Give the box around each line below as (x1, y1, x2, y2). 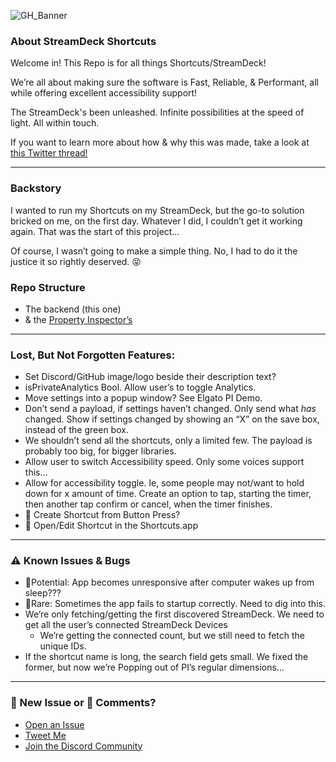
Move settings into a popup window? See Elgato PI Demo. (24, 392, 263, 404)
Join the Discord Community (24, 740, 143, 752)
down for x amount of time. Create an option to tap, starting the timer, (24, 488, 312, 500)
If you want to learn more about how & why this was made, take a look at (10, 136, 310, 149)
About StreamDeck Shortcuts (10, 34, 157, 48)
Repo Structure (10, 280, 86, 294)
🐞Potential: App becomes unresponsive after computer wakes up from (24, 576, 315, 589)
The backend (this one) (24, 303, 122, 315)
